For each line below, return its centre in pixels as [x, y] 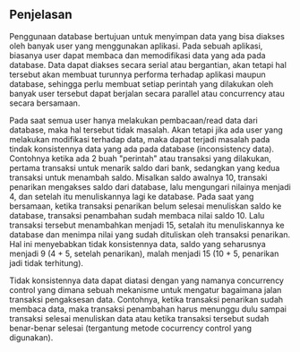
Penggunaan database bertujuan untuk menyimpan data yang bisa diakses [147, 36]
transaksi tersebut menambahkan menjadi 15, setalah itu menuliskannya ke [147, 225]
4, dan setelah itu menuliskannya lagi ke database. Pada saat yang [132, 196]
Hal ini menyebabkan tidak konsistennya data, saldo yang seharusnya [137, 244]
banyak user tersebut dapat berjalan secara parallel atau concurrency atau [147, 93]
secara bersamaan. [45, 103]
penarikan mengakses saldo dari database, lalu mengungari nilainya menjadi [150, 186]
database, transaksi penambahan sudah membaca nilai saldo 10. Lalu [137, 215]
